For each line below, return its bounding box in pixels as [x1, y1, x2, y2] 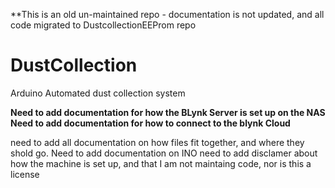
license [10, 168, 40, 180]
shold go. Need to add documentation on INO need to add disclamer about [10, 147, 318, 159]
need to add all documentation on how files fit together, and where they [10, 136, 305, 148]
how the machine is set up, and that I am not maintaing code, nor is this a [10, 157, 312, 169]
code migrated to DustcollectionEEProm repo [10, 19, 197, 31]
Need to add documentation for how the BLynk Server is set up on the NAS [10, 106, 326, 118]
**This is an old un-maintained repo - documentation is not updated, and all [10, 9, 325, 20]
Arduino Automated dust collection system [10, 87, 186, 99]
